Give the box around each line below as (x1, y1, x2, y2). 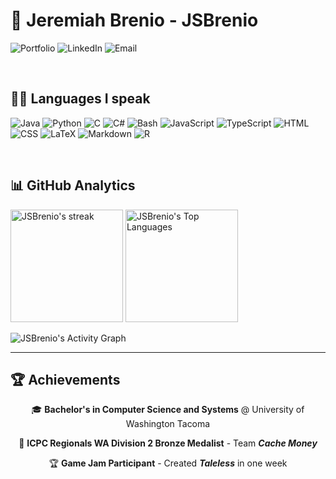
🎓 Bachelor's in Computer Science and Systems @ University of (31, 404, 305, 416)
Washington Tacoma (125, 418, 211, 430)
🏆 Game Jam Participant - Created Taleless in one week (48, 457, 288, 469)
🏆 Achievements (10, 371, 121, 388)
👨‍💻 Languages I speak (10, 90, 151, 108)
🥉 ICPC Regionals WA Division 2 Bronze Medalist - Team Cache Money (18, 437, 318, 449)
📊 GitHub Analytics (10, 177, 136, 194)
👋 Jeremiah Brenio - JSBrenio (10, 9, 259, 32)
